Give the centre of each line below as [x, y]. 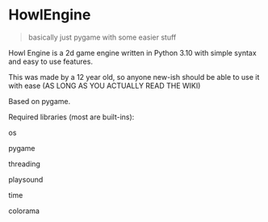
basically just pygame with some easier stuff [102, 37]
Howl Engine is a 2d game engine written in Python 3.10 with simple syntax [132, 52]
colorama [24, 211]
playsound [26, 179]
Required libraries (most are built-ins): [71, 117]
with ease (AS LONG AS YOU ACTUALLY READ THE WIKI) [105, 86]
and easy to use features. [50, 61]
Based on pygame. [40, 101]
